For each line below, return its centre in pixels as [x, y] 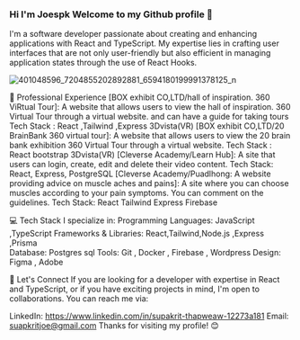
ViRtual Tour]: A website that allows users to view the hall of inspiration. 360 [150, 107]
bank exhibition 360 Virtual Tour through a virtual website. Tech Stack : [141, 145]
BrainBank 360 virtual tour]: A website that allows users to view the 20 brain [150, 136]
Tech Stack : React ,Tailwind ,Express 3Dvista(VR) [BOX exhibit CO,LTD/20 [147, 126]
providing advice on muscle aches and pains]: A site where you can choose [149, 183]
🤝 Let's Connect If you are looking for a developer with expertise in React [145, 280]
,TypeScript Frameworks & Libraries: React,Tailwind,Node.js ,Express [137, 234]
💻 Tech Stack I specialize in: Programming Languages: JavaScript [132, 220]
